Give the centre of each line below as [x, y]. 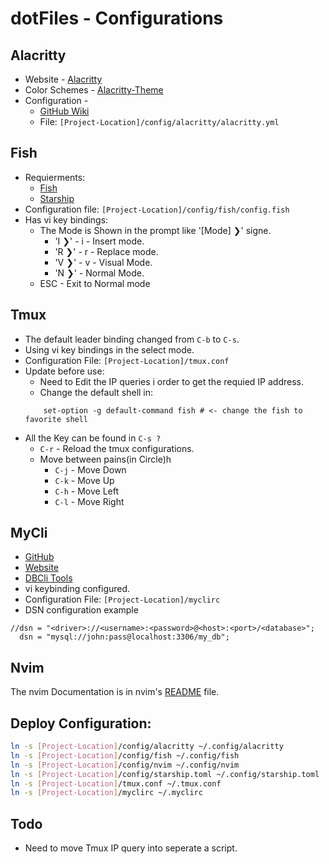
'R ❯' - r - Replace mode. [106, 251]
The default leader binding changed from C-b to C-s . [132, 339]
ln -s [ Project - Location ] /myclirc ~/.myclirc [106, 793]
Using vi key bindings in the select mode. [109, 349]
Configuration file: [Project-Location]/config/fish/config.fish [157, 209]
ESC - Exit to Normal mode [95, 283]
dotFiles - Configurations [117, 18]
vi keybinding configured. [77, 589]
